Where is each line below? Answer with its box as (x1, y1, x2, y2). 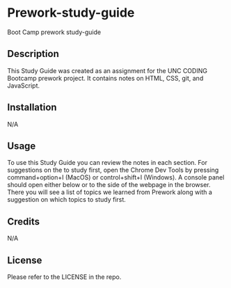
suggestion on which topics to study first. (7, 195, 127, 204)
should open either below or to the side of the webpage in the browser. (7, 181, 211, 189)
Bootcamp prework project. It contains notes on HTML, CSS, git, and (7, 74, 204, 82)
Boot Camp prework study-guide (7, 28, 102, 36)
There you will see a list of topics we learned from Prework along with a (7, 188, 212, 196)
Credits (7, 216, 40, 227)
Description (7, 48, 59, 60)
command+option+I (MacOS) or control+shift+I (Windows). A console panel (7, 173, 225, 182)
